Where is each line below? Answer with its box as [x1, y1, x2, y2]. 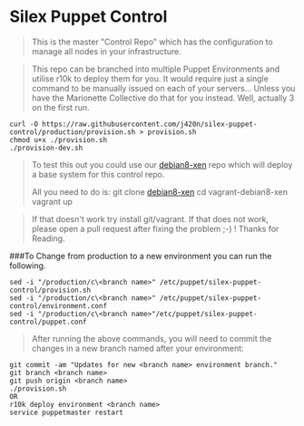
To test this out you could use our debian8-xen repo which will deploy [31, 159, 293, 169]
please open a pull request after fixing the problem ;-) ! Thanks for [31, 223, 279, 234]
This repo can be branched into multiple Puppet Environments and [31, 63, 280, 74]
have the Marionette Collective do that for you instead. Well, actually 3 [31, 92, 295, 103]
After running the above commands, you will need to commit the [31, 333, 272, 344]
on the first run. [31, 102, 90, 112]
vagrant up [31, 196, 73, 207]
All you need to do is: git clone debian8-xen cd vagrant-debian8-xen [31, 186, 289, 197]
